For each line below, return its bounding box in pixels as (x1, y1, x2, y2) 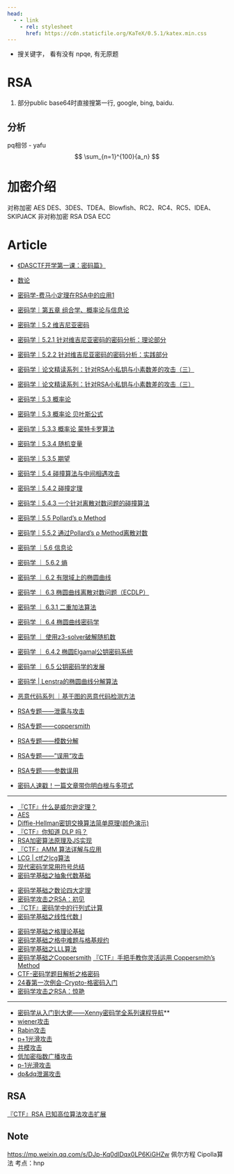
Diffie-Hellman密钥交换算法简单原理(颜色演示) (17, 819, 150, 827)
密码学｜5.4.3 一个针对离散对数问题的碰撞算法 (17, 499, 150, 507)
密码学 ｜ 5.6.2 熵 (17, 558, 68, 566)
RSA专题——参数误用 (17, 766, 79, 775)
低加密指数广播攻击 (17, 1052, 73, 1060)
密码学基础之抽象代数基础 (17, 871, 91, 880)
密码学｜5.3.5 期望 (17, 454, 70, 462)
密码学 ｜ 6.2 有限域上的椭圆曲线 (17, 573, 111, 581)
